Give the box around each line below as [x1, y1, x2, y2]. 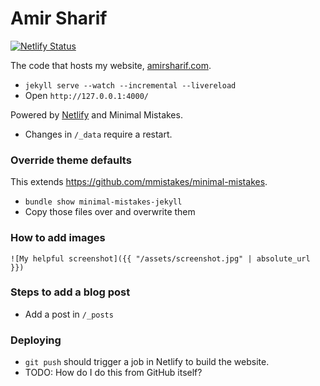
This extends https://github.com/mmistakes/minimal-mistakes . [10, 176, 268, 188]
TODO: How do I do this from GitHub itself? [24, 367, 203, 379]
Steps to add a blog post [10, 285, 131, 299]
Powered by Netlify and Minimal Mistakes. [10, 108, 183, 121]
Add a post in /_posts [24, 308, 114, 320]
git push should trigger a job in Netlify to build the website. [24, 356, 270, 368]
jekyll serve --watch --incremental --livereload [24, 80, 237, 91]
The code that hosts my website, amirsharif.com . [10, 59, 212, 71]
